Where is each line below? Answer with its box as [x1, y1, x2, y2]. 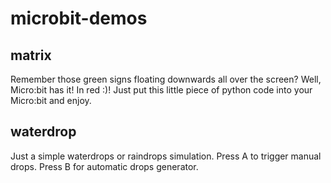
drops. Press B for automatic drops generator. [10, 160, 199, 172]
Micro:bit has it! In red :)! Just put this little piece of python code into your [10, 84, 313, 96]
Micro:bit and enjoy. [10, 95, 92, 106]
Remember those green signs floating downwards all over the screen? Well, [10, 73, 322, 85]
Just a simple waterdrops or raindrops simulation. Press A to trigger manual [10, 150, 322, 162]
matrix [10, 47, 52, 64]
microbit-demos [10, 7, 148, 30]
